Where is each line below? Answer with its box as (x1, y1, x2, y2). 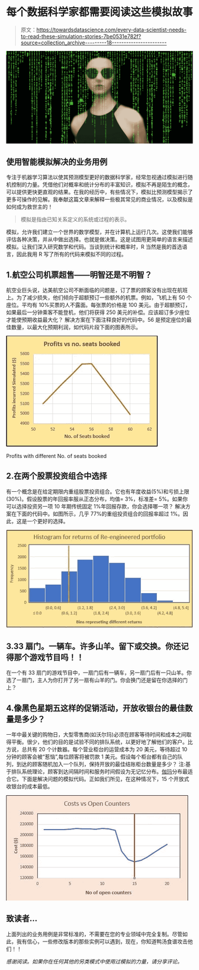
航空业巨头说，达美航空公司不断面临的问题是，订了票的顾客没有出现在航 (6, 287, 182, 294)
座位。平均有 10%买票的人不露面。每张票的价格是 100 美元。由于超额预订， (6, 302, 191, 309)
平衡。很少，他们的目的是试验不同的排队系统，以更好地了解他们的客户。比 (11, 738, 193, 745)
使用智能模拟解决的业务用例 (6, 156, 108, 167)
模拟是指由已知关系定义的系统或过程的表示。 (20, 216, 130, 223)
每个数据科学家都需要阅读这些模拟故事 (6, 5, 194, 19)
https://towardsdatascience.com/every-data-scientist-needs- (36, 26, 187, 33)
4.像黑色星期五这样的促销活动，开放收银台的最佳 (6, 703, 185, 713)
